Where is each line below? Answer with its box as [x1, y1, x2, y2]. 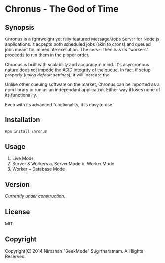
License [5, 207, 30, 216]
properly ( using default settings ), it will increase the [5, 72, 110, 77]
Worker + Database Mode [12, 166, 65, 172]
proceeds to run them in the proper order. [5, 52, 90, 58]
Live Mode [12, 155, 34, 161]
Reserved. [5, 253, 26, 260]
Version [5, 180, 30, 188]
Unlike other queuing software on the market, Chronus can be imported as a [5, 81, 160, 87]
